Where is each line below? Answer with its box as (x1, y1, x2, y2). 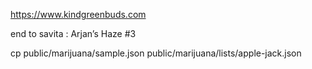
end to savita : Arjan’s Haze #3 (10, 28, 137, 39)
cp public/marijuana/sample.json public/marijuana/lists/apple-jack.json (10, 47, 302, 59)
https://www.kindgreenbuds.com (10, 9, 147, 20)
